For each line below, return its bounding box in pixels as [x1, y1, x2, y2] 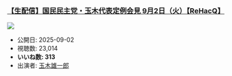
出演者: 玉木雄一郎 [16, 62, 69, 70]
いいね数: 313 [16, 53, 56, 61]
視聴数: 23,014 [16, 45, 58, 53]
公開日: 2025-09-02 [16, 36, 74, 44]
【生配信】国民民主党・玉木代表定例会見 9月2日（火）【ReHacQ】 [7, 5, 225, 15]
